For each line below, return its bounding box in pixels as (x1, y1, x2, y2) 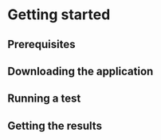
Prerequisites (7, 38, 76, 51)
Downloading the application (7, 64, 154, 78)
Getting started (7, 6, 111, 24)
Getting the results (7, 118, 103, 133)
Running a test (7, 92, 81, 106)
